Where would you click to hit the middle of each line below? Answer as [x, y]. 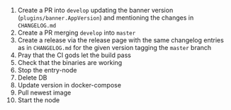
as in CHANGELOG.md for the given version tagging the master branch [114, 48]
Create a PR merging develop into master [77, 32]
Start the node [39, 100]
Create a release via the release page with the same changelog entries [121, 40]
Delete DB [32, 78]
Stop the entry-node [47, 70]
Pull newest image [44, 92]
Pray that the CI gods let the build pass [74, 55]
